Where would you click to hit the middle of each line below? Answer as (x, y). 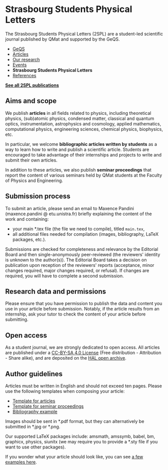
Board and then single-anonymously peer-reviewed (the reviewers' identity (83, 254)
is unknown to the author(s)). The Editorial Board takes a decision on (76, 260)
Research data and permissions (56, 291)
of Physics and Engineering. (34, 180)
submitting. (17, 320)
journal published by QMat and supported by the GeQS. (63, 39)
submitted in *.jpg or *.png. (33, 427)
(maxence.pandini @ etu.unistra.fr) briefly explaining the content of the (78, 214)
